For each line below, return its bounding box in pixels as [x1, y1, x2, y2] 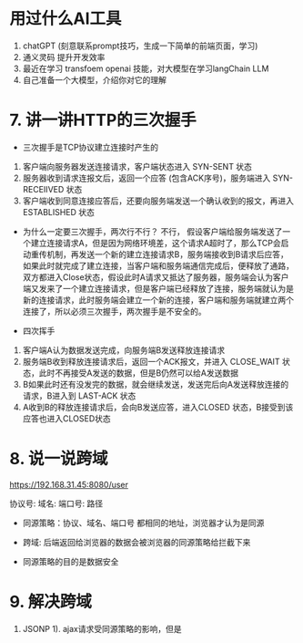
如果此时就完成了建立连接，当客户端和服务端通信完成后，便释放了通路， [22, 260, 294, 271]
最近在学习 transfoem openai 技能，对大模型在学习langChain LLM [22, 63, 269, 74]
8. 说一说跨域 [9, 449, 108, 470]
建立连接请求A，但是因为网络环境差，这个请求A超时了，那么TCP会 [30, 237, 281, 248]
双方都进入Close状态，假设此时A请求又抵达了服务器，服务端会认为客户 [22, 271, 289, 283]
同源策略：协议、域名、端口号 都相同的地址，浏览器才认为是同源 [22, 517, 265, 528]
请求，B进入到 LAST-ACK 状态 [22, 389, 136, 401]
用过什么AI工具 [9, 8, 122, 29]
